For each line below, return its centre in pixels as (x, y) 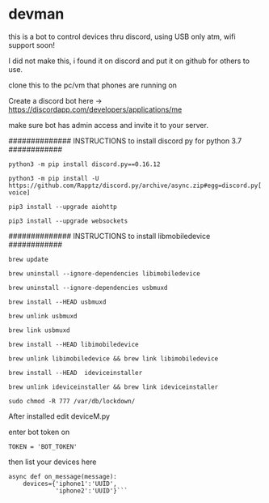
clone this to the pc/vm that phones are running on (93, 85)
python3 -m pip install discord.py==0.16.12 (84, 164)
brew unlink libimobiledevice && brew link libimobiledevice (113, 358)
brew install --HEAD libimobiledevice (74, 344)
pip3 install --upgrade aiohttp (63, 207)
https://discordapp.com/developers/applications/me (95, 109)
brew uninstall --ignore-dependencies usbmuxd (88, 288)
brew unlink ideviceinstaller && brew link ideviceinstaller (113, 387)
